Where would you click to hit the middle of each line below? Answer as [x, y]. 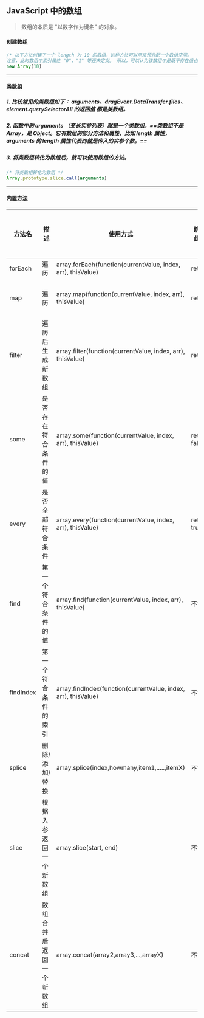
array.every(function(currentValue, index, [116, 520]
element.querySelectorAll [39, 109]
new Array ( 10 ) [24, 66]
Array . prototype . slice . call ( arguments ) [57, 178]
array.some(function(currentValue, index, [115, 435]
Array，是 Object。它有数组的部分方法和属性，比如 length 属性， [88, 133]
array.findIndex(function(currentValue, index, [121, 688]
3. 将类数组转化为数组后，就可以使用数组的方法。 [68, 158]
